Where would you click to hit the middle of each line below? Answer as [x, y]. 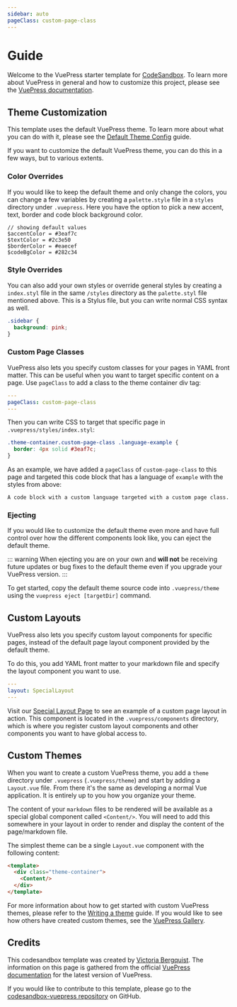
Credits [24, 943]
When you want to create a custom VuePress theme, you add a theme [108, 773]
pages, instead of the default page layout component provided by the [109, 643]
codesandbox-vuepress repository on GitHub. [74, 996]
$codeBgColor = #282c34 [42, 252]
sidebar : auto [28, 14]
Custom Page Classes [46, 352]
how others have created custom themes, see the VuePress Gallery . [106, 920]
